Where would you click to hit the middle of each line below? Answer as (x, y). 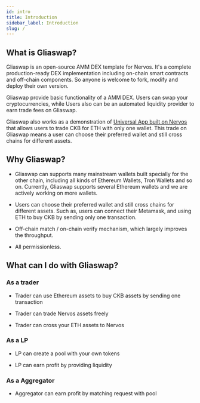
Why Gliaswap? (36, 160)
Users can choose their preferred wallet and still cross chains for (94, 204)
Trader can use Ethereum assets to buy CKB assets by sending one (98, 296)
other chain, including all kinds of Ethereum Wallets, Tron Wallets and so (104, 180)
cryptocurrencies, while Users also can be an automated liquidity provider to (100, 104)
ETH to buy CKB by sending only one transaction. (76, 217)
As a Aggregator (30, 380)
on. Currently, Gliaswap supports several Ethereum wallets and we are (101, 186)
